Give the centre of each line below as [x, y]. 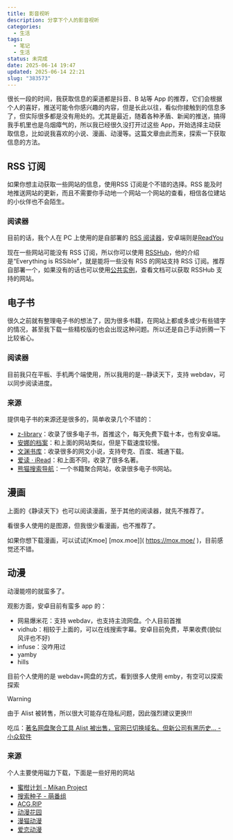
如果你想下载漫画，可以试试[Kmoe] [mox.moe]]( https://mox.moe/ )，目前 [112, 540]
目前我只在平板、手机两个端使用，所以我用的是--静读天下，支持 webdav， [113, 374]
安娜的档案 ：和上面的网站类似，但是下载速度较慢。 [90, 443]
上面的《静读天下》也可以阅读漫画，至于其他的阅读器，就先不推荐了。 [107, 511]
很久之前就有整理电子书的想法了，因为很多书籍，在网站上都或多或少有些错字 [116, 321]
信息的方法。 [25, 142]
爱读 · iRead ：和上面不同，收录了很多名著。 [79, 460]
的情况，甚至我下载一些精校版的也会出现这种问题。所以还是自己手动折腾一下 [116, 329]
